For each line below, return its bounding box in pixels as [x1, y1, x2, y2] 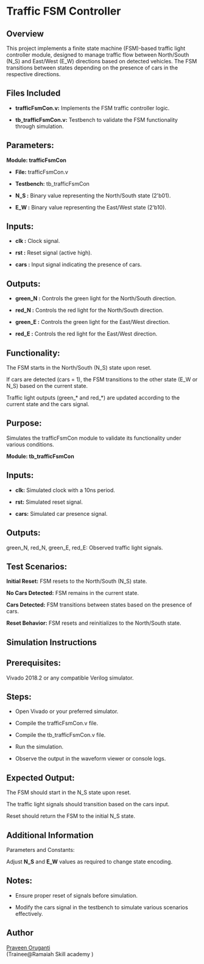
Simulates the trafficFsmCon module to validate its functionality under [6, 434, 181, 442]
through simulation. [15, 122, 64, 130]
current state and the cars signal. [6, 401, 90, 408]
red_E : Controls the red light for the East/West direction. [15, 330, 158, 337]
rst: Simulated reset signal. [15, 498, 83, 505]
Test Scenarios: [6, 561, 68, 572]
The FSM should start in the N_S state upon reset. [6, 789, 132, 796]
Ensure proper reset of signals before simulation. [15, 892, 138, 899]
